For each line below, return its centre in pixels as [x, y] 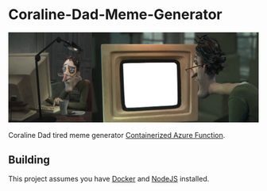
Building [29, 160]
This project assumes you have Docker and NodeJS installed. [109, 179]
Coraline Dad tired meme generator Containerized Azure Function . [117, 135]
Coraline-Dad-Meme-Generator [115, 15]
